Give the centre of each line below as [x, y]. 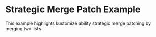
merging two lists [23, 28]
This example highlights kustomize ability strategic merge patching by [78, 23]
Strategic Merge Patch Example [73, 9]
